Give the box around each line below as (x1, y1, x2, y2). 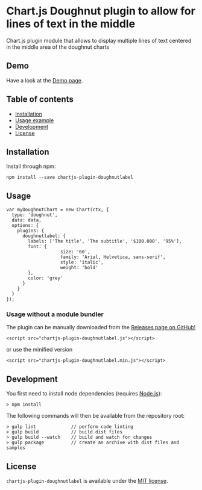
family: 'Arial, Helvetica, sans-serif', (60, 254, 166, 260)
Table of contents (6, 95, 74, 105)
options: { (11, 223, 39, 229)
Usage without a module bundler (6, 310, 104, 318)
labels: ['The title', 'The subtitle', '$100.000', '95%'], (28, 238, 182, 244)
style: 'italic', (60, 259, 104, 265)
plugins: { (17, 228, 45, 234)
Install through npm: (6, 163, 56, 170)
